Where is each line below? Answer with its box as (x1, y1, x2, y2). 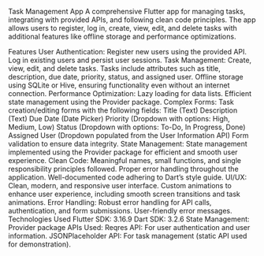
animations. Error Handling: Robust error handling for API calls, (8, 198, 212, 207)
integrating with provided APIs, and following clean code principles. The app (8, 15, 256, 24)
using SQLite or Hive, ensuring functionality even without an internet (8, 80, 230, 90)
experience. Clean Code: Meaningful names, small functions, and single (8, 156, 242, 165)
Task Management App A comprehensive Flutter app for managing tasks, (8, 7, 246, 16)
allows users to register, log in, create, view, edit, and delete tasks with (8, 24, 238, 32)
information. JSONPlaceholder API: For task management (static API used (8, 232, 247, 240)
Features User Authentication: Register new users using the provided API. (8, 47, 247, 56)
